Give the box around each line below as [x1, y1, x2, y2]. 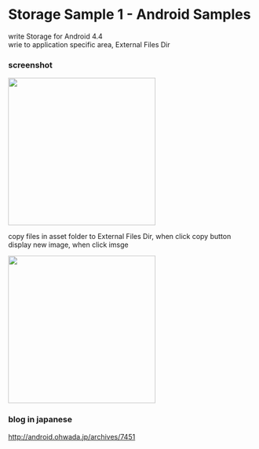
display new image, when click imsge [8, 240, 129, 249]
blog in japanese [8, 414, 73, 425]
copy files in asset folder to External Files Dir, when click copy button [8, 232, 232, 241]
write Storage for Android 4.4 [8, 31, 104, 41]
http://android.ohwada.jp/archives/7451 [8, 432, 136, 441]
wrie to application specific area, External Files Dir [8, 39, 170, 49]
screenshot [8, 59, 53, 70]
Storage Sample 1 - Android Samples [8, 6, 251, 24]
